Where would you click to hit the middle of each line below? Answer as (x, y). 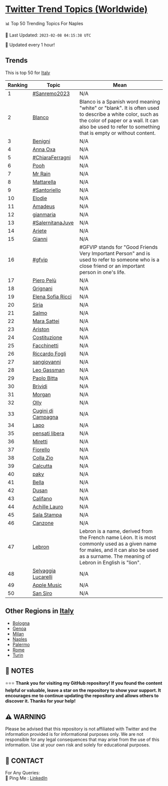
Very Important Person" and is (115, 253)
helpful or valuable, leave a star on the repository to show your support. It (83, 690)
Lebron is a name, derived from (116, 531)
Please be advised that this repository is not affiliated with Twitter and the (81, 729)
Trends (16, 60)
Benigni (41, 141)
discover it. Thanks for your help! (40, 701)
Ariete (39, 231)
